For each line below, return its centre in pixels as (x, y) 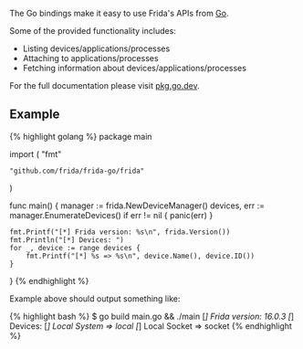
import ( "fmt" (36, 153)
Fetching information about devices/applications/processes (134, 68)
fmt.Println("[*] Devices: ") (67, 240)
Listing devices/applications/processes (96, 48)
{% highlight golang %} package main (81, 136)
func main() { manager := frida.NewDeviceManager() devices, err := (137, 206)
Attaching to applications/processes (90, 58)
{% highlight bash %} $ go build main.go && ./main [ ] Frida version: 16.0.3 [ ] (152, 316)
